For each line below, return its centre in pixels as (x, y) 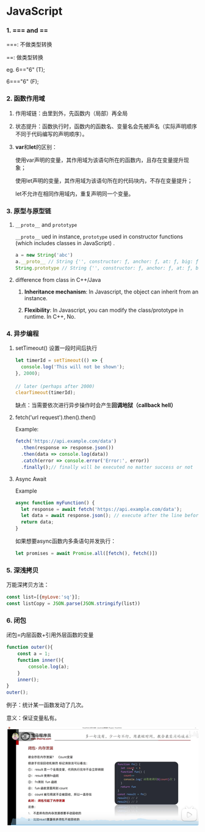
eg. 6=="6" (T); (26, 70)
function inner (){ (41, 660)
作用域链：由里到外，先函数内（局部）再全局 (71, 113)
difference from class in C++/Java (58, 279)
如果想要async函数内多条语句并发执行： (66, 541)
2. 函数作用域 (26, 99)
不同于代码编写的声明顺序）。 (51, 134)
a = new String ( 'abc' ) (44, 255)
